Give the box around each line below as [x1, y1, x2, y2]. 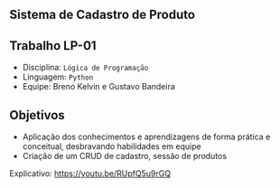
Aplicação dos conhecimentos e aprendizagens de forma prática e [22, 131, 271, 143]
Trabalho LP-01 [9, 38, 97, 53]
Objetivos [9, 108, 65, 123]
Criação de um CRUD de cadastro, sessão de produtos [22, 151, 228, 162]
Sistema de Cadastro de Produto [9, 7, 196, 23]
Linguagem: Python [22, 71, 94, 82]
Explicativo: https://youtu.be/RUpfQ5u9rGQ [9, 168, 172, 179]
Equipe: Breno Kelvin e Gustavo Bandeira [22, 81, 176, 92]
